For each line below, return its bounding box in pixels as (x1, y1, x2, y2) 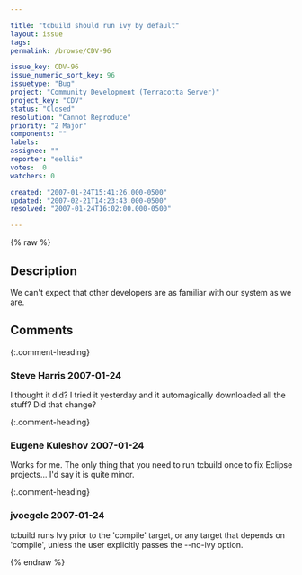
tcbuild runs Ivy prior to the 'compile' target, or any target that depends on (10, 529, 286, 541)
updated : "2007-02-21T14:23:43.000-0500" (10, 196, 168, 205)
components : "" (10, 130, 67, 139)
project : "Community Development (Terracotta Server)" (10, 87, 220, 96)
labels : (10, 138, 40, 147)
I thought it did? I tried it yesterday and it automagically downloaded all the (10, 389, 286, 401)
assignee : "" (10, 146, 59, 156)
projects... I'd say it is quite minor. (10, 470, 135, 480)
